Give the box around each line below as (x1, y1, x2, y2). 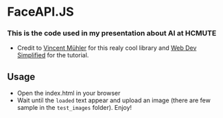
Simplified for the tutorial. (16, 51, 89, 59)
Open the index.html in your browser (16, 89, 121, 98)
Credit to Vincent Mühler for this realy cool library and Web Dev (16, 44, 197, 52)
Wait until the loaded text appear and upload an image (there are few (16, 96, 211, 104)
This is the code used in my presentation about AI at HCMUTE (7, 29, 217, 38)
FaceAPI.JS (7, 4, 74, 20)
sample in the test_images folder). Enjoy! (16, 104, 132, 112)
